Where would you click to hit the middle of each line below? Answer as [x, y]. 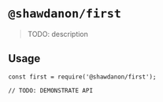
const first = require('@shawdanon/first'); [82, 77]
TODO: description [58, 34]
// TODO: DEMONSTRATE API [50, 90]
